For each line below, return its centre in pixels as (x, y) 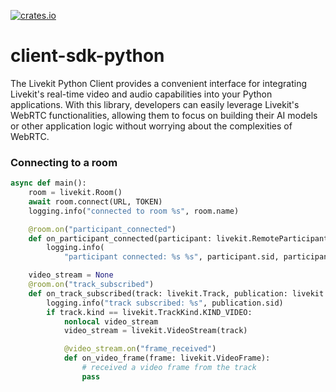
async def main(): (48, 183)
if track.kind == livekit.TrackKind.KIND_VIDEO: (149, 312)
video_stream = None (71, 275)
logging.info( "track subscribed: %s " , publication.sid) (165, 303)
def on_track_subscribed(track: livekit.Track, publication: (158, 293)
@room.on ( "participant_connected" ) (102, 229)
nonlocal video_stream (111, 321)
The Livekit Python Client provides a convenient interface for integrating (159, 83)
